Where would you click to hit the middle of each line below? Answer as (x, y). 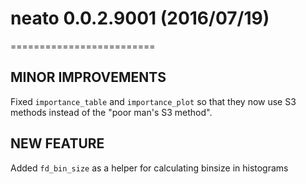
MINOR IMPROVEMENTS (88, 77)
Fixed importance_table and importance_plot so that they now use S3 (153, 101)
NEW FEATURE (57, 143)
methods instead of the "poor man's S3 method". (111, 112)
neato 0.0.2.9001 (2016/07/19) (140, 18)
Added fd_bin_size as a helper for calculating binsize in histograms (149, 168)
